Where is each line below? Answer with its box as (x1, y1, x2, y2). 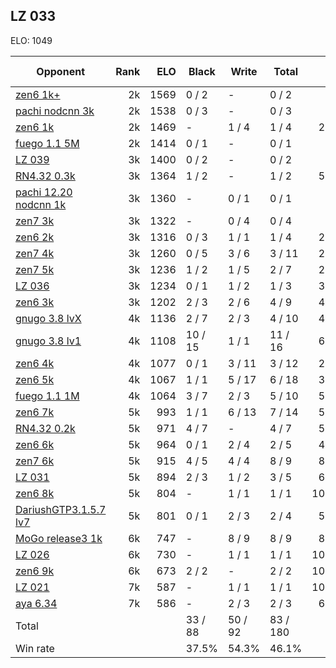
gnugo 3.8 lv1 (15, 334, 82, 348)
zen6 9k (15, 564, 55, 578)
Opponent (36, 64, 85, 78)
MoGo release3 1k (15, 531, 103, 545)
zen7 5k (15, 262, 55, 276)
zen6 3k (15, 295, 55, 309)
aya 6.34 (15, 596, 58, 610)
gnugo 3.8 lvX (15, 311, 82, 325)
